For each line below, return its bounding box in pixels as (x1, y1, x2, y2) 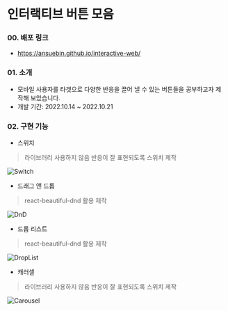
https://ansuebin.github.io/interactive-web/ (17, 49, 141, 58)
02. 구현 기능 (7, 121, 49, 131)
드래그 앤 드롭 (17, 182, 55, 190)
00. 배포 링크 (7, 33, 49, 42)
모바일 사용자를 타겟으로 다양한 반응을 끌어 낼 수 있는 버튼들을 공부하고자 (17, 85, 214, 93)
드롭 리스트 (17, 225, 48, 233)
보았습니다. (30, 93, 60, 102)
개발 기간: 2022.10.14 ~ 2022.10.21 (17, 102, 113, 111)
